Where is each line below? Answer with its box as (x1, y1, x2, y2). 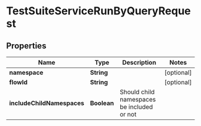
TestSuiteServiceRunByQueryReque (6, 4, 191, 18)
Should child (119, 88, 155, 96)
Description (122, 59, 157, 66)
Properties (6, 41, 47, 51)
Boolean (90, 99, 114, 107)
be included (119, 103, 153, 111)
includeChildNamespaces (9, 99, 85, 107)
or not (119, 110, 136, 118)
